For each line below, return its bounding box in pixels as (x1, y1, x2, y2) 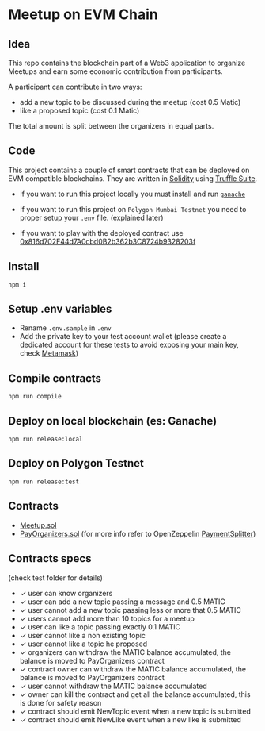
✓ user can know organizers (19, 588, 113, 598)
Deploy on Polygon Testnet (8, 456, 144, 470)
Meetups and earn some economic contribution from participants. (8, 67, 223, 76)
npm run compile (8, 393, 62, 401)
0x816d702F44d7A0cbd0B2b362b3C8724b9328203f (19, 237, 196, 246)
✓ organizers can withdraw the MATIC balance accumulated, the (19, 647, 232, 656)
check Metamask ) (19, 348, 79, 358)
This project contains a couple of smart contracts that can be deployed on (8, 165, 250, 175)
